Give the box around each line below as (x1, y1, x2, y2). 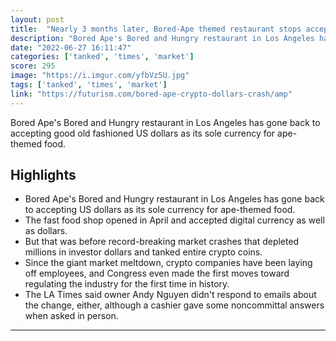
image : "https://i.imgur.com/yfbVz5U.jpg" (10, 71, 190, 81)
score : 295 (10, 61, 56, 71)
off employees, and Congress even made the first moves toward (24, 267, 290, 280)
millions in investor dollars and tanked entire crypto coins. (24, 246, 263, 258)
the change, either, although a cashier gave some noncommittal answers (24, 299, 325, 311)
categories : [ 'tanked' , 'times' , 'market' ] (10, 52, 195, 62)
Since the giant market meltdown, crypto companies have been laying (24, 257, 313, 269)
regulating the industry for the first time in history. (24, 278, 230, 290)
